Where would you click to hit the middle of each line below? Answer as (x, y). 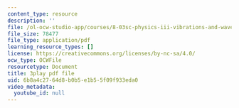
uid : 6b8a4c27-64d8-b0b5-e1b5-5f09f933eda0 (73, 80)
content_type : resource (43, 14)
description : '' (31, 21)
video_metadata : (31, 87)
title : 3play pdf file (41, 73)
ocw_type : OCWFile (34, 60)
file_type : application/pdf (49, 40)
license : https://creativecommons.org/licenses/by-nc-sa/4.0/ (101, 54)
